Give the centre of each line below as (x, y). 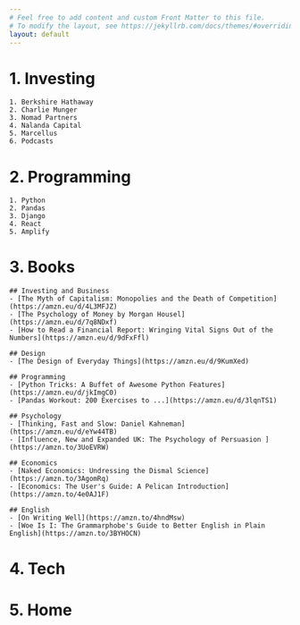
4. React (25, 224)
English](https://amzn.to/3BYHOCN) (75, 534)
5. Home (41, 610)
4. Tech (37, 569)
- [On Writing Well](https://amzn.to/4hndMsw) (97, 518)
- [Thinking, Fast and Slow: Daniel (77, 424)
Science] (193, 471)
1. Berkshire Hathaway (51, 102)
